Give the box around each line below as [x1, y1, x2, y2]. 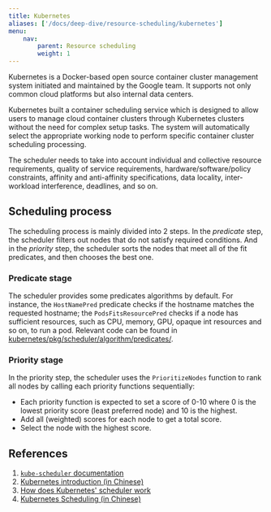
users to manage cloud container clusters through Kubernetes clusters [8, 114, 245, 123]
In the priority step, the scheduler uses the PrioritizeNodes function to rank [8, 373, 262, 383]
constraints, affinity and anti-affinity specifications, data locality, [8, 172, 223, 182]
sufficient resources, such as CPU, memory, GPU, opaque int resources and [8, 317, 262, 327]
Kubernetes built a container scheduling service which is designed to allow [8, 105, 259, 115]
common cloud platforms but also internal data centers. [8, 89, 194, 98]
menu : [8, 27, 27, 35]
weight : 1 [37, 50, 71, 58]
